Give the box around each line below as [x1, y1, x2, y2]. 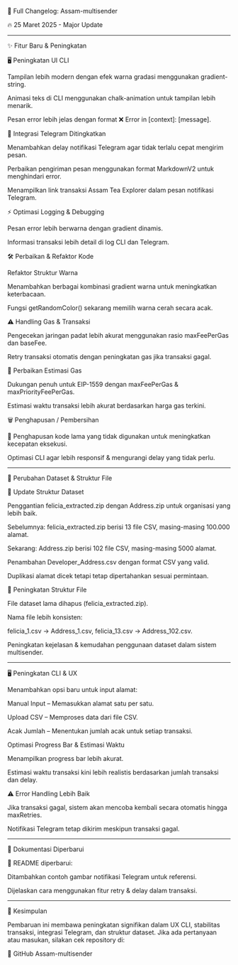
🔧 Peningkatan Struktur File [7, 585, 87, 594]
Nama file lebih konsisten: [7, 613, 83, 622]
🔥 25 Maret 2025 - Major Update [7, 21, 103, 28]
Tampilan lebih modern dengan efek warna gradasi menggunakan [7, 73, 200, 81]
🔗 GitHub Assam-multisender [7, 949, 93, 958]
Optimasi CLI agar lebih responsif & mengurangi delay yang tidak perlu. [7, 454, 215, 462]
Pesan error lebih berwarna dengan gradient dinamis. [7, 224, 163, 233]
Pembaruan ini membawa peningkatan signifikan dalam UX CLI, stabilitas [7, 921, 221, 929]
